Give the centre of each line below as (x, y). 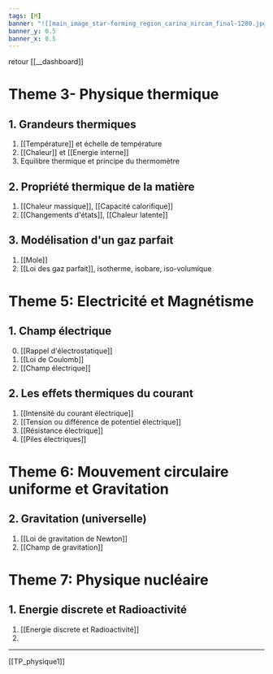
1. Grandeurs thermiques (72, 124)
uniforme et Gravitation (89, 489)
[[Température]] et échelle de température (91, 144)
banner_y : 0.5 (32, 31)
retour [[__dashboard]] (46, 62)
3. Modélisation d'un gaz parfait (91, 240)
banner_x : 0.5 (32, 39)
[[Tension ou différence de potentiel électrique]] (100, 421)
